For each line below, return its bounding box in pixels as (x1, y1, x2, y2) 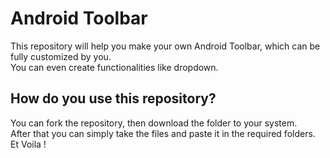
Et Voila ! (10, 138, 47, 150)
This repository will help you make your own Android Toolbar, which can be (10, 40, 321, 52)
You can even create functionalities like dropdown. (10, 61, 219, 73)
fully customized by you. (10, 50, 112, 62)
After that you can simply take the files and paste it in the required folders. (10, 127, 316, 139)
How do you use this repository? (10, 90, 217, 107)
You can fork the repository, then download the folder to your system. (10, 117, 298, 129)
